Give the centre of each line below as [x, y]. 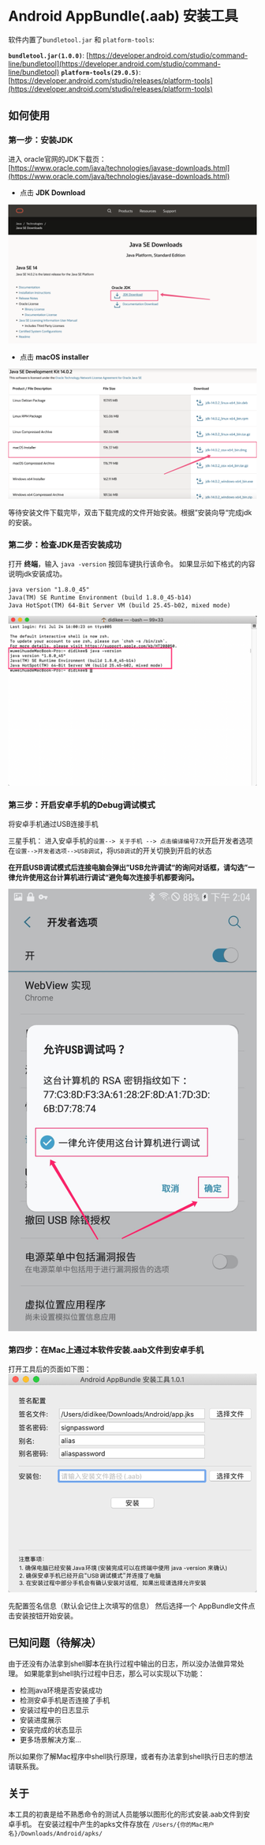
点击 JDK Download [52, 192]
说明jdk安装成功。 [37, 573]
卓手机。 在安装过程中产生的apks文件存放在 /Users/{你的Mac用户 [111, 1824]
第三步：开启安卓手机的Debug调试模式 [82, 805]
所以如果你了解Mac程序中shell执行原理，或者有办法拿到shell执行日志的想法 [131, 1756]
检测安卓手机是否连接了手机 [65, 1700]
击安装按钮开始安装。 [43, 1615]
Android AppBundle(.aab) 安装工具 [123, 16]
